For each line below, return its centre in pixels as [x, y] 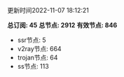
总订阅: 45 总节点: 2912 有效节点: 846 [62, 25]
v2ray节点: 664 [39, 49]
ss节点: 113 [33, 66]
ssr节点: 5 [32, 40]
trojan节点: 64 [37, 57]
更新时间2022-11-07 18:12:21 [48, 10]
